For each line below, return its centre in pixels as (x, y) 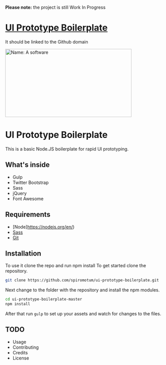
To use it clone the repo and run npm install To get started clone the (76, 266)
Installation (23, 253)
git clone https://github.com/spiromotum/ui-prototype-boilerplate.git (82, 280)
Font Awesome (28, 198)
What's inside (27, 165)
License (21, 358)
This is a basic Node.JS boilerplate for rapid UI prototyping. (67, 149)
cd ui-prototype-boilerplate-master (44, 299)
